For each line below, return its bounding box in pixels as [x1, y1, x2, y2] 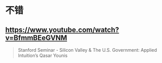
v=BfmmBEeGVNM [5, 33, 68, 42]
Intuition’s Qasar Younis [17, 52, 68, 58]
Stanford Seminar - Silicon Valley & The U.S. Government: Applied [17, 47, 157, 53]
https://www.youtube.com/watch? [5, 25, 119, 34]
